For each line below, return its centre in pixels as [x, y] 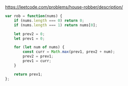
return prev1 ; [28, 74]
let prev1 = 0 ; [29, 39]
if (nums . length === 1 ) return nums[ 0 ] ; [56, 25]
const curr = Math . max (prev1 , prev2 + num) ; [69, 52]
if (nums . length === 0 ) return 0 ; [49, 21]
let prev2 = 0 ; [29, 34]
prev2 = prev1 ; [38, 56]
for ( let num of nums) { [39, 47]
